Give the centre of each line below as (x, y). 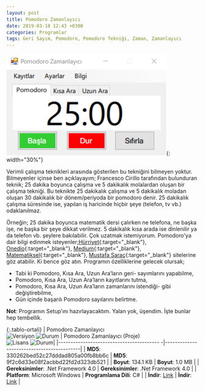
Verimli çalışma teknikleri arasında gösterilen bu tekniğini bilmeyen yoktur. (99, 172)
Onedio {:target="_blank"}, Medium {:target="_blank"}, (74, 248)
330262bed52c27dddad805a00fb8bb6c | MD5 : (67, 356)
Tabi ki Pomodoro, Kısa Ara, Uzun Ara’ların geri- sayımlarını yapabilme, (104, 274)
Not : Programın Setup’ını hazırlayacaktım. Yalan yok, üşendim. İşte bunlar (99, 311)
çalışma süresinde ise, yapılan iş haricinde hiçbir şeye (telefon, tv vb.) (94, 204)
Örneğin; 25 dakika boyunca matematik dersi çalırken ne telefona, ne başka (102, 223)
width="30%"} (25, 160)
